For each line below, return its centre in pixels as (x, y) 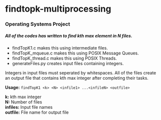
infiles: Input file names (29, 107)
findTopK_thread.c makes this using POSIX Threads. (64, 58)
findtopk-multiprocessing (58, 9)
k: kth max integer (23, 97)
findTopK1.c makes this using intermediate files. (60, 48)
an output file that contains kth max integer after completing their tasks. (77, 78)
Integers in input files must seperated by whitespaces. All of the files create (81, 73)
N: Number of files (24, 102)
